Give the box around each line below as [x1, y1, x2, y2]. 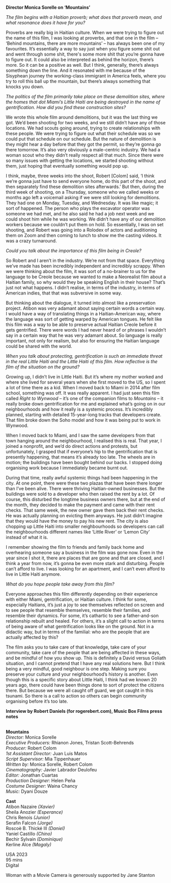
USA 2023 [6, 851, 27, 858]
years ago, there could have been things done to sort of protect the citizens [6, 682, 164, 688]
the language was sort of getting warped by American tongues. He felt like [6, 316, 162, 322]
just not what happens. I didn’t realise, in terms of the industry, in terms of [6, 285, 161, 290]
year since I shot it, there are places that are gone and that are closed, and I [6, 555, 164, 561]
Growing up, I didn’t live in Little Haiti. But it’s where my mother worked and [6, 374, 163, 380]
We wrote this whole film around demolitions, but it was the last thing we [6, 114, 158, 120]
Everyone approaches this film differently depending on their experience [6, 591, 158, 597]
